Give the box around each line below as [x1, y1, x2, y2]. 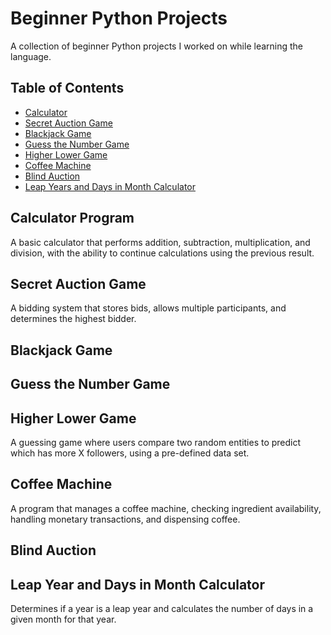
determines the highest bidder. [10, 313, 137, 325]
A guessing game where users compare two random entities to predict [10, 436, 302, 448]
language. [10, 50, 52, 62]
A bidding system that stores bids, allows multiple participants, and [10, 302, 287, 314]
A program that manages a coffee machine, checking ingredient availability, [10, 502, 322, 514]
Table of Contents [10, 80, 125, 97]
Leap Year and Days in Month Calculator [10, 576, 266, 593]
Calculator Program [10, 210, 135, 227]
